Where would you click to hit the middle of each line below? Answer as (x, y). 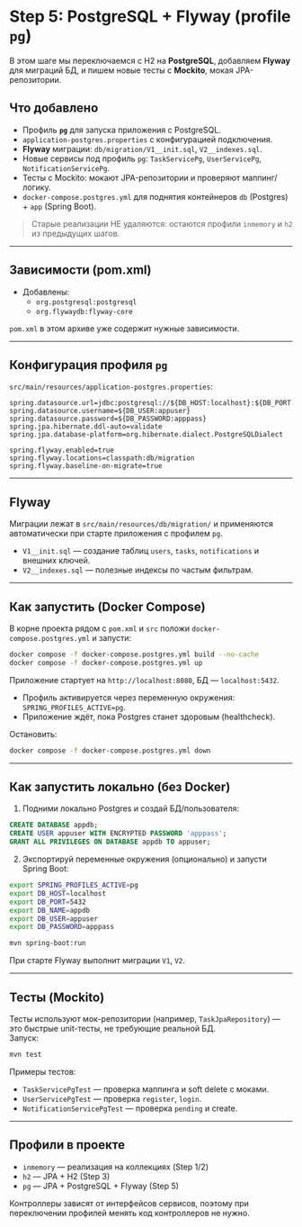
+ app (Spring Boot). (59, 206)
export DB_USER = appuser (54, 919)
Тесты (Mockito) (57, 997)
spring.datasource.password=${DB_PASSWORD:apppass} (108, 419)
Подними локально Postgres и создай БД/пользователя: (131, 808)
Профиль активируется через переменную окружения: (129, 697)
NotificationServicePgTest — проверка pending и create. (130, 1108)
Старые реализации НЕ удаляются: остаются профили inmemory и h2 (162, 223)
